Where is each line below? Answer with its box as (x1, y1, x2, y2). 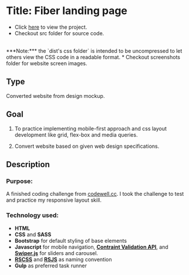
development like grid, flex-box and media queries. (14, 131, 138, 138)
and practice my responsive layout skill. (6, 196, 102, 203)
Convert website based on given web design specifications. (14, 142, 160, 150)
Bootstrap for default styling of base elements (14, 237, 127, 244)
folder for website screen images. (6, 60, 87, 67)
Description (6, 159, 50, 169)
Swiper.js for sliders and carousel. (14, 249, 99, 256)
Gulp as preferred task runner (14, 262, 87, 269)
